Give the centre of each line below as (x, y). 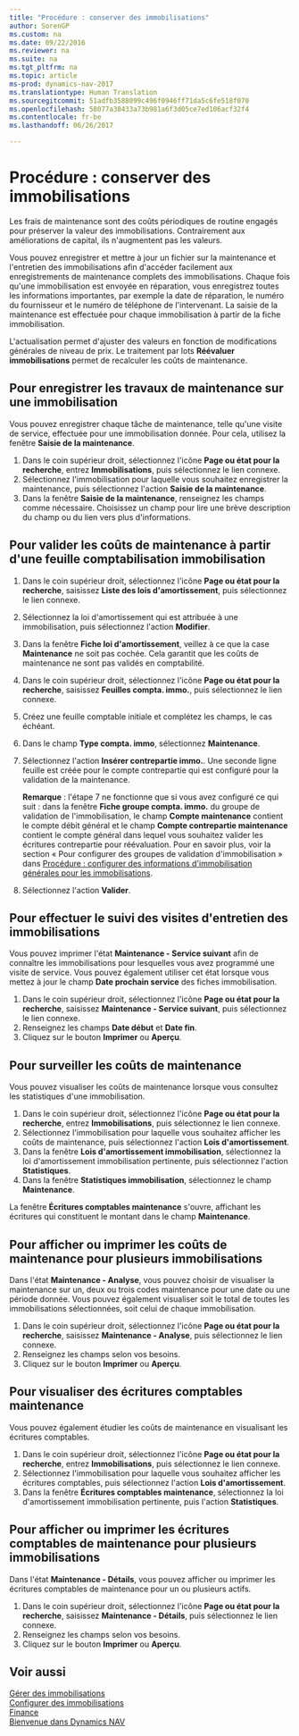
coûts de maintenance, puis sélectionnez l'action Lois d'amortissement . (156, 1142)
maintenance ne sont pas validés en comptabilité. (113, 663)
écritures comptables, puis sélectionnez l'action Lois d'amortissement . (154, 1482)
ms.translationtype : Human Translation (83, 92)
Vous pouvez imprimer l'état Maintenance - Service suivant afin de (134, 953)
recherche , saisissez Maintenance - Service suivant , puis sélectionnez (154, 1009)
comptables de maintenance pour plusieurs (133, 1543)
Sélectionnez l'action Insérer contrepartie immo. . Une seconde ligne (149, 760)
